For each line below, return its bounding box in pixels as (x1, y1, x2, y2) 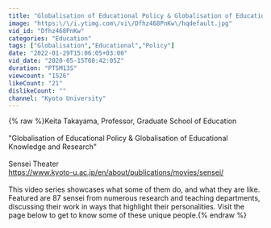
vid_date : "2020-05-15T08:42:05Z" (8, 57, 125, 65)
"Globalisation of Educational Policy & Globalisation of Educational (8, 134, 228, 143)
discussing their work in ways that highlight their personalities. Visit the (8, 202, 244, 212)
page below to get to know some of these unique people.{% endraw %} (8, 210, 248, 220)
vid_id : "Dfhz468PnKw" (8, 27, 85, 35)
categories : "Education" (8, 34, 92, 43)
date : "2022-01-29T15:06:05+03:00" (8, 49, 128, 57)
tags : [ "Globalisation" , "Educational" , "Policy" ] (8, 42, 175, 50)
